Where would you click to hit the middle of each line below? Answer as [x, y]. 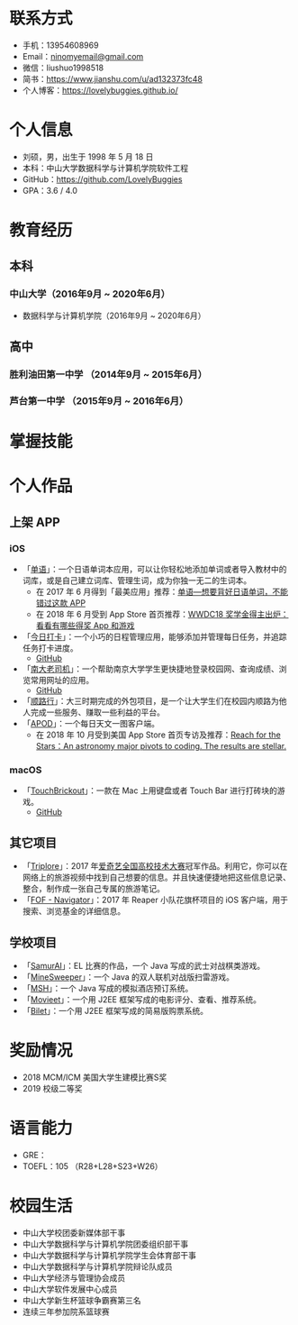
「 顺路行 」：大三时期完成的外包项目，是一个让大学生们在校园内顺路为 [150, 701]
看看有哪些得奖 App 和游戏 [85, 626]
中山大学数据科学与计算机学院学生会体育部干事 [109, 1255]
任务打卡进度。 [50, 648]
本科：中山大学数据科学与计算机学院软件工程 [105, 168]
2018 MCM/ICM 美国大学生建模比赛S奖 [95, 1077]
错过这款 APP [61, 603]
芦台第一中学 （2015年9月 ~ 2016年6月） [99, 400]
